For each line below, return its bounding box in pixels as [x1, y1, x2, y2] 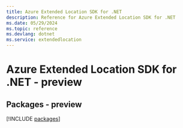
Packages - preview [6, 99, 82, 109]
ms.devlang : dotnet [6, 31, 55, 37]
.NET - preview [6, 76, 82, 89]
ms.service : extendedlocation [6, 37, 82, 43]
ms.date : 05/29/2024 [6, 20, 58, 26]
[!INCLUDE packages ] [6, 115, 61, 122]
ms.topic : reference [6, 25, 58, 32]
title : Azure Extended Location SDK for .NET [6, 8, 122, 15]
